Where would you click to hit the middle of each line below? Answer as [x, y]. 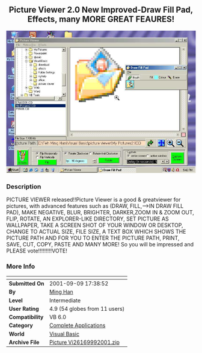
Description [24, 186]
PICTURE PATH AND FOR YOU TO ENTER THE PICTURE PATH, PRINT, [93, 238]
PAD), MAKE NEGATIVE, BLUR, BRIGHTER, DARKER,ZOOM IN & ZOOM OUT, [100, 213]
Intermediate [65, 300]
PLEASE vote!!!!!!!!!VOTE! [37, 251]
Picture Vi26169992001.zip [84, 342]
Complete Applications [77, 325]
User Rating [24, 308]
